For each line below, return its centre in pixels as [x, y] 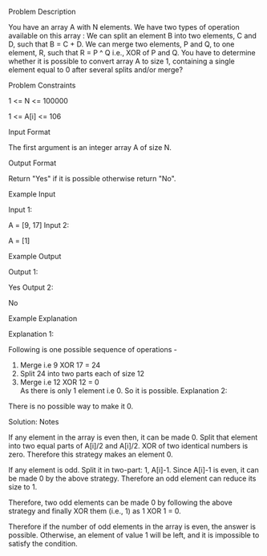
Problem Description [42, 12]
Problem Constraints [42, 85]
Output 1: [23, 272]
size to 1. [23, 487]
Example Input [32, 194]
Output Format [32, 163]
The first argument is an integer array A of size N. [90, 147]
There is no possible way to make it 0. [71, 406]
